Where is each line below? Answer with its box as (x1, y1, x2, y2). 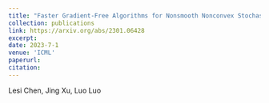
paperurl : (8, 57, 42, 65)
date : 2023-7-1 (8, 42, 59, 50)
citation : (8, 64, 42, 72)
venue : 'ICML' (8, 49, 56, 57)
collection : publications (8, 19, 94, 27)
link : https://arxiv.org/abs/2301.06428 (8, 26, 146, 34)
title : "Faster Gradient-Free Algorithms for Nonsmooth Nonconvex (8, 11, 235, 20)
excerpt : (8, 34, 38, 42)
